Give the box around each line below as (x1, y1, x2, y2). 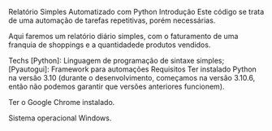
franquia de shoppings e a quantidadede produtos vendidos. (8, 40, 211, 50)
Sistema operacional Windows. (8, 113, 112, 123)
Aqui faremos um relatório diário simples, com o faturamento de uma (8, 32, 239, 41)
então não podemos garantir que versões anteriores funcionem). (8, 81, 225, 91)
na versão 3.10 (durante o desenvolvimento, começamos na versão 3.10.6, (8, 73, 256, 82)
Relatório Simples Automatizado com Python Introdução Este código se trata (8, 7, 265, 16)
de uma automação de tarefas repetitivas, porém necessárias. (8, 15, 216, 25)
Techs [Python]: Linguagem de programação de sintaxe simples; (8, 56, 225, 65)
